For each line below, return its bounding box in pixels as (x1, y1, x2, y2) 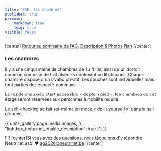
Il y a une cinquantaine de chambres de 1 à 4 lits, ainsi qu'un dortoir (5, 66, 140, 72)
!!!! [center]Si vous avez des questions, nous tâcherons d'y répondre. (5, 135, 143, 141)
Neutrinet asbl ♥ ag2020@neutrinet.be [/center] (5, 140, 103, 146)
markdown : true (14, 20, 45, 26)
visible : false (5, 30, 36, 35)
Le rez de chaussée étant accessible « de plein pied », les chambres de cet (5, 91, 156, 97)
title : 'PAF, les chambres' (5, 7, 62, 12)
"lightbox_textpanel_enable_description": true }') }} (5, 126, 107, 132)
